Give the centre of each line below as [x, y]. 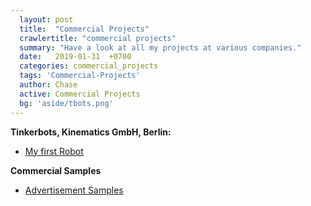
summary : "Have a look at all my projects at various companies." [160, 47]
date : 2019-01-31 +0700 [75, 57]
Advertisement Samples [74, 190]
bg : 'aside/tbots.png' [66, 103]
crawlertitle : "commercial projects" [98, 38]
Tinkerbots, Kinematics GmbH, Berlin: [91, 132]
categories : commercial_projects [89, 66]
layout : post [46, 19]
